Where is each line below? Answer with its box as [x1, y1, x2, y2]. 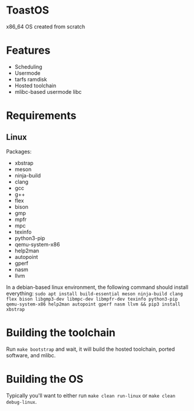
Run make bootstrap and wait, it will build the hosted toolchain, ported [6, 346, 175, 353]
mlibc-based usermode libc [14, 88, 82, 95]
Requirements [6, 109, 77, 123]
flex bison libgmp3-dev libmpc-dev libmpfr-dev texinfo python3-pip [6, 296, 178, 302]
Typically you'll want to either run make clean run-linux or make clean [6, 392, 176, 399]
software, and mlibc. [6, 351, 56, 359]
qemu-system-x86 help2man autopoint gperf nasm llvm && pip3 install [6, 301, 181, 307]
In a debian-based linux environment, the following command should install [6, 284, 189, 291]
